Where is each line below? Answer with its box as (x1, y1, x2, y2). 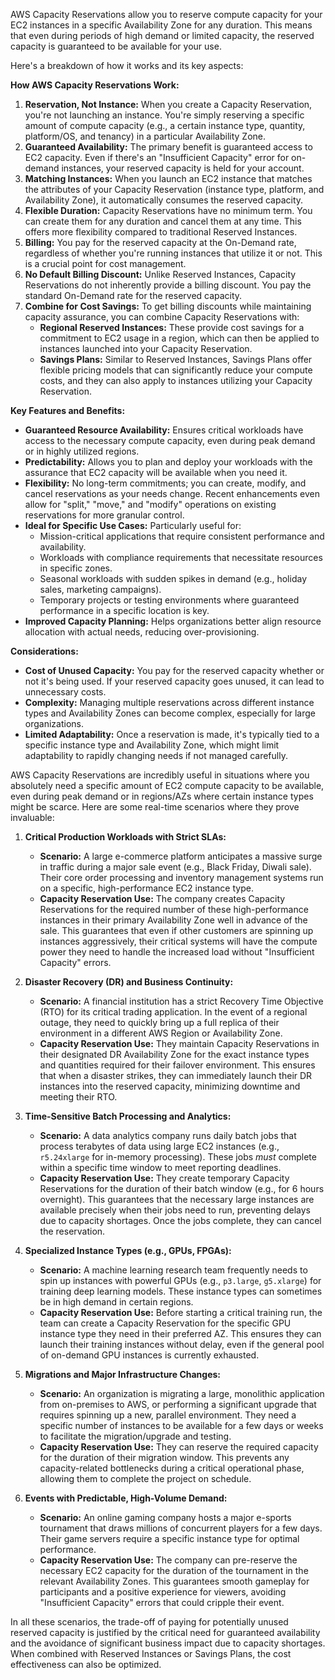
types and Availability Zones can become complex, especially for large (24, 707, 316, 719)
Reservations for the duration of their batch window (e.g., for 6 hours (39, 1183, 325, 1194)
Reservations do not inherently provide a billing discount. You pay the (24, 279, 312, 291)
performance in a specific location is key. (39, 605, 210, 616)
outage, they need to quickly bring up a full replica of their (39, 1017, 280, 1028)
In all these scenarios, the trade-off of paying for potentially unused (10, 1616, 289, 1628)
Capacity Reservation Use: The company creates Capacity (39, 893, 286, 904)
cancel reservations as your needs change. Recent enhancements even (24, 488, 321, 499)
